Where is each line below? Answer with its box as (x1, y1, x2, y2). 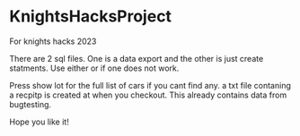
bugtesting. (9, 98, 52, 109)
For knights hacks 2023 (9, 36, 97, 47)
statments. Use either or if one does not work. (9, 63, 180, 73)
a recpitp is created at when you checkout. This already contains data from (9, 89, 287, 100)
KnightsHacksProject (9, 6, 172, 27)
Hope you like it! (9, 116, 69, 127)
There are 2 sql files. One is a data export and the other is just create (9, 53, 264, 64)
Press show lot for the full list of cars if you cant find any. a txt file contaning (9, 80, 292, 90)
